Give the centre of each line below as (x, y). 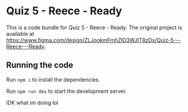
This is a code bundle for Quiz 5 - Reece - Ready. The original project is (94, 27)
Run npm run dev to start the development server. (67, 91)
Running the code (40, 65)
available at (20, 33)
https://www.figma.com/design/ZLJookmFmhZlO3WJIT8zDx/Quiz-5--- (93, 40)
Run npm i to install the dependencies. (53, 79)
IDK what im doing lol (32, 102)
